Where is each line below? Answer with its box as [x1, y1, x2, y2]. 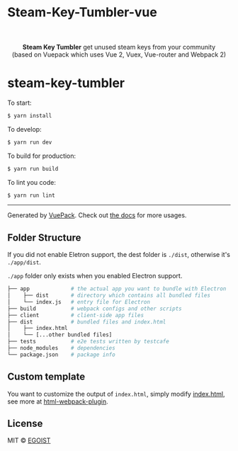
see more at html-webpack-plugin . [7, 397, 108, 406]
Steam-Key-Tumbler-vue [7, 4, 157, 21]
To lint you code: [7, 178, 57, 186]
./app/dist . [7, 258, 41, 266]
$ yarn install [7, 112, 52, 119]
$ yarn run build [7, 165, 59, 172]
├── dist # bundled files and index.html [7, 318, 166, 326]
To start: [7, 98, 32, 107]
